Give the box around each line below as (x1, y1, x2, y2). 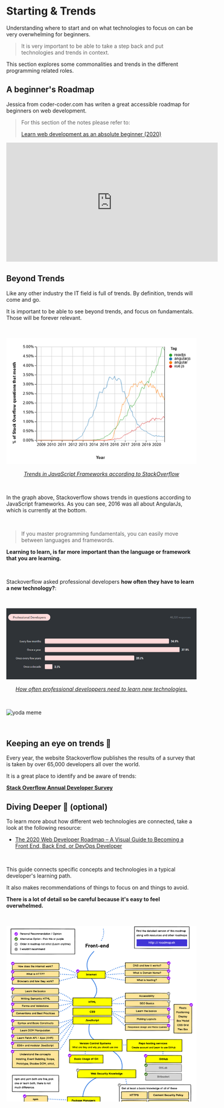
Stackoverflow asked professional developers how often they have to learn (6, 578, 194, 585)
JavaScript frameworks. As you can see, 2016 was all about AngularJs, (6, 500, 183, 507)
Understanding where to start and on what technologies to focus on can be (6, 24, 193, 31)
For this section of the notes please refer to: (21, 119, 130, 126)
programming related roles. (6, 67, 74, 74)
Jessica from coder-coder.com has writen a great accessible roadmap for (6, 100, 190, 108)
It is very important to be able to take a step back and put (21, 42, 164, 50)
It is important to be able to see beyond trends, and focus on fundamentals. (6, 307, 194, 315)
